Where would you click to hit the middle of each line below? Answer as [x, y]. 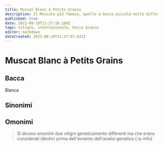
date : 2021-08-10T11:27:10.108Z [38, 23]
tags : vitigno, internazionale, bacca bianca [52, 28]
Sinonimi [19, 105]
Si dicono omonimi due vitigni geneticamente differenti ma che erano [86, 133]
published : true [21, 18]
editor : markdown [23, 32]
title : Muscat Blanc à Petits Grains [43, 9]
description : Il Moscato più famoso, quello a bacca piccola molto [75, 14]
